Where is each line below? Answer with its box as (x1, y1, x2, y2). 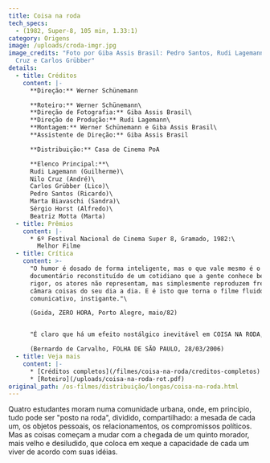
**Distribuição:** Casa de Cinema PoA (29, 145, 160, 154)
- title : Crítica (15, 250, 74, 258)
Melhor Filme (37, 242, 81, 250)
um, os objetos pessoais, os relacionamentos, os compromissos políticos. (8, 421, 252, 431)
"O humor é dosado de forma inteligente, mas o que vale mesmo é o (29, 264, 261, 272)
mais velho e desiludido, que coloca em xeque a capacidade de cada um (8, 439, 250, 449)
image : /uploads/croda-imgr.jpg (8, 42, 117, 50)
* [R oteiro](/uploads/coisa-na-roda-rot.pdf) (29, 375, 185, 383)
